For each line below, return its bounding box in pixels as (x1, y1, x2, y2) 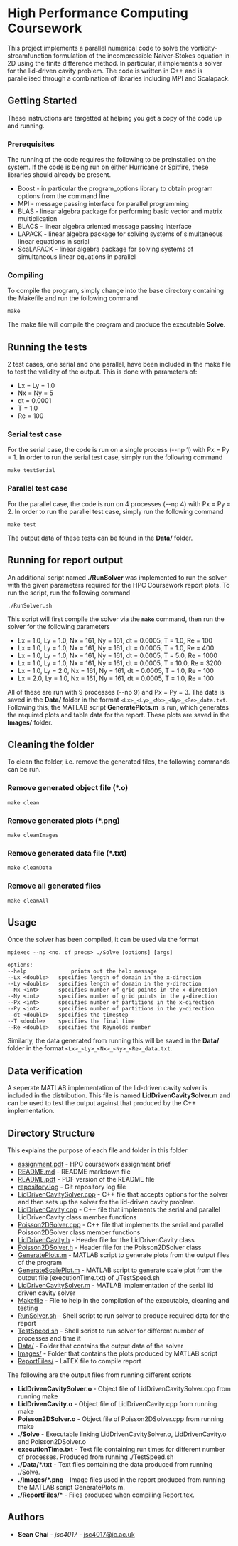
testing (17, 1304, 38, 1312)
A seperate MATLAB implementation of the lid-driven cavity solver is (7, 1084, 208, 1092)
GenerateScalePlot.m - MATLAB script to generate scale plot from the (17, 1266, 222, 1274)
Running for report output (7, 554, 124, 566)
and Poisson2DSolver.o (17, 1438, 87, 1445)
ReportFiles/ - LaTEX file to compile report (17, 1357, 141, 1365)
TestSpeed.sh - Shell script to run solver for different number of (17, 1326, 205, 1335)
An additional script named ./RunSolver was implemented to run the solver (7, 573, 227, 582)
